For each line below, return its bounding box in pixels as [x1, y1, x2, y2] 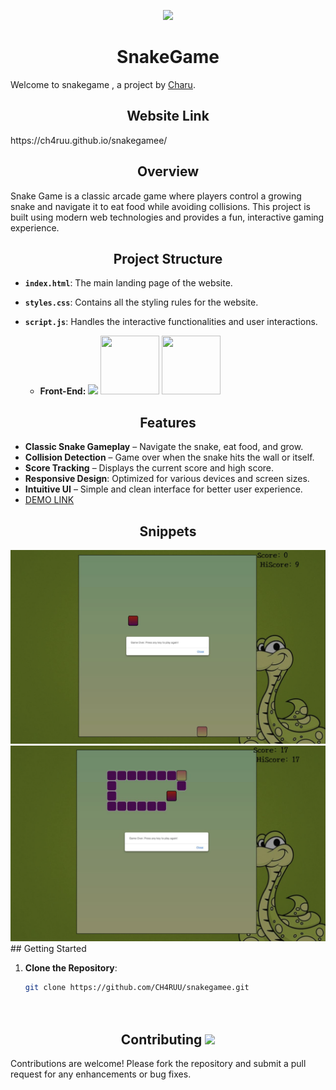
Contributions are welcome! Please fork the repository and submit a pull [10, 1058, 307, 1070]
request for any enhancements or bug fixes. [10, 1068, 192, 1080]
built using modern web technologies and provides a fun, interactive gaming [10, 211, 325, 223]
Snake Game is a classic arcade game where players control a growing [10, 190, 302, 202]
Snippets [139, 523, 197, 540]
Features [139, 414, 197, 431]
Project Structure [113, 250, 223, 267]
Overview [136, 163, 200, 180]
